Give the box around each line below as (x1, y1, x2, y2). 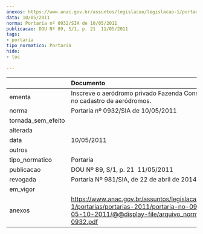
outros (9, 146, 28, 154)
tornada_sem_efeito (9, 116, 65, 125)
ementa (9, 93, 31, 101)
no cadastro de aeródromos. (71, 96, 152, 105)
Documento (71, 79, 106, 87)
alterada (9, 126, 33, 134)
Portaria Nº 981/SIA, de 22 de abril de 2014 (71, 175, 197, 183)
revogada (9, 175, 36, 183)
